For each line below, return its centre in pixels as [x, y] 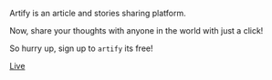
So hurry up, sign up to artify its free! [81, 48]
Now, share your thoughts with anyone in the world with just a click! [136, 30]
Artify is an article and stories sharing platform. [98, 13]
